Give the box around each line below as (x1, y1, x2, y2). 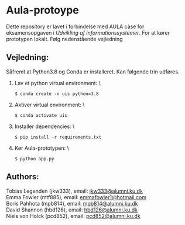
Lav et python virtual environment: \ (14, 79, 101, 86)
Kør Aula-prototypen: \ (14, 145, 69, 152)
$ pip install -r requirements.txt (14, 134, 102, 140)
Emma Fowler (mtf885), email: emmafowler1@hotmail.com (6, 193, 147, 200)
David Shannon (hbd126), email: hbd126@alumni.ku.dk (6, 206, 138, 213)
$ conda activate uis (14, 112, 67, 118)
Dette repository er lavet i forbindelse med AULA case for (6, 23, 145, 30)
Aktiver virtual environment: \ (14, 101, 85, 108)
